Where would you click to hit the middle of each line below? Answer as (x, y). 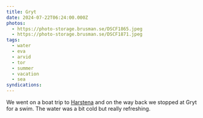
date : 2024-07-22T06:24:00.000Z (47, 18)
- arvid (22, 57)
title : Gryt (21, 12)
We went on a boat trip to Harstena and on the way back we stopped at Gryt (102, 102)
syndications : (24, 85)
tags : (13, 40)
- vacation (26, 74)
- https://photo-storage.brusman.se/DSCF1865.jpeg (77, 29)
